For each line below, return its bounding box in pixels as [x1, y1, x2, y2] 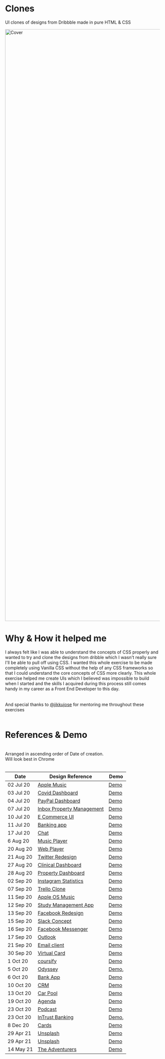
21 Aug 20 [7, 853, 33, 860]
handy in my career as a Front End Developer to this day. [5, 686, 120, 692]
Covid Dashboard [37, 789, 78, 796]
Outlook [37, 933, 56, 940]
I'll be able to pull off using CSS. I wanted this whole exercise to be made [5, 659, 152, 665]
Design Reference [49, 773, 92, 780]
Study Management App [37, 901, 94, 908]
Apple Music [37, 781, 67, 788]
